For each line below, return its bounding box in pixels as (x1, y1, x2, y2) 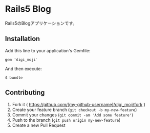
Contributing (5, 89, 45, 97)
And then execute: (5, 66, 42, 71)
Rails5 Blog (5, 3, 51, 15)
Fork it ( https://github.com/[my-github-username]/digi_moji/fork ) (12, 101, 146, 107)
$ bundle (5, 75, 23, 80)
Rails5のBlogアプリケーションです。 (5, 20, 77, 26)
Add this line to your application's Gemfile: (5, 47, 90, 53)
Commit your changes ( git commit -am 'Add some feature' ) (12, 111, 133, 118)
